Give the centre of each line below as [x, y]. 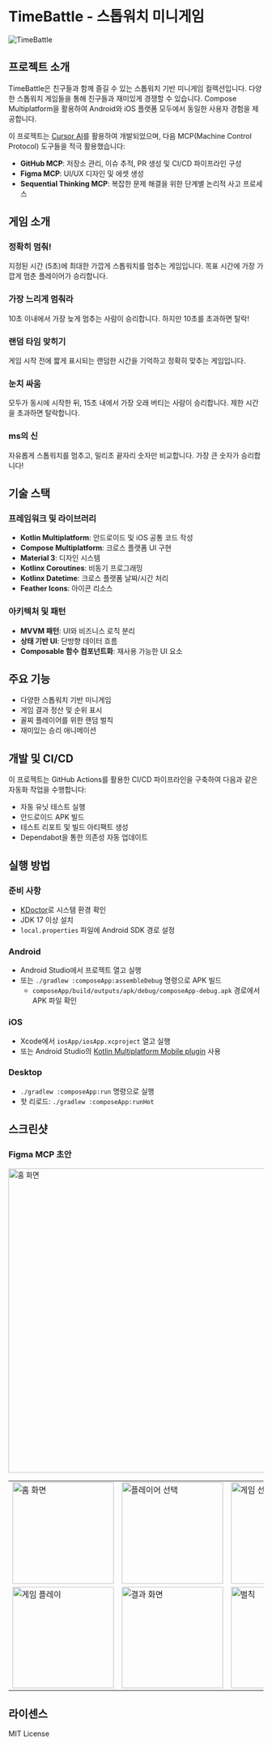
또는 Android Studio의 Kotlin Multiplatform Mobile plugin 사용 [120, 1051]
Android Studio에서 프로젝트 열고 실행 [81, 970]
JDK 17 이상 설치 [47, 920]
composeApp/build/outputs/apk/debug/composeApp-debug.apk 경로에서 [146, 991]
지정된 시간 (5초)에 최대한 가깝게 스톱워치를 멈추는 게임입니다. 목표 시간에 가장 [132, 266]
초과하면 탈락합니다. [48, 413]
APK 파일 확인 [54, 1001]
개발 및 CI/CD [41, 758]
